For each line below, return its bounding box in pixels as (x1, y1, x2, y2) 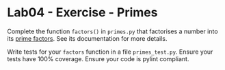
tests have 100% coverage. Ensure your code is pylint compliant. (7, 54, 189, 63)
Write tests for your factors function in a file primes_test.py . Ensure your (7, 48, 213, 56)
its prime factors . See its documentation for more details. (7, 34, 168, 42)
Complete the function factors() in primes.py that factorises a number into (7, 27, 218, 35)
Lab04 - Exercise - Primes (7, 5, 158, 20)
